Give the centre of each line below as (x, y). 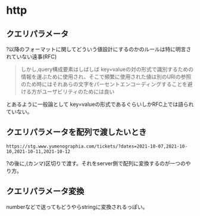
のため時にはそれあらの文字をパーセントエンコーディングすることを (104, 84)
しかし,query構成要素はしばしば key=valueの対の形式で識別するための (107, 69)
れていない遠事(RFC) (32, 57)
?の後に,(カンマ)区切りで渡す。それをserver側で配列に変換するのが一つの (96, 163)
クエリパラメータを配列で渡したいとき (76, 132)
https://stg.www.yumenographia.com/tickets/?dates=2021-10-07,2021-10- (97, 146)
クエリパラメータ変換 (45, 191)
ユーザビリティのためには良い (78, 92)
